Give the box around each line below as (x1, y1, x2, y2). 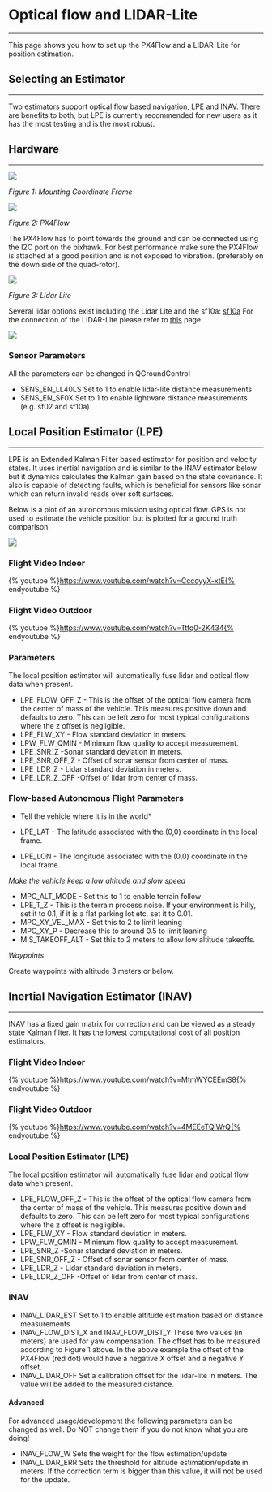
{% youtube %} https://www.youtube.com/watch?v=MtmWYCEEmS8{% (8, 1075, 247, 1084)
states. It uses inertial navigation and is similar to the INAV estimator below (8, 463, 257, 473)
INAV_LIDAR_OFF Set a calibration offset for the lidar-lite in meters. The (19, 1370, 257, 1380)
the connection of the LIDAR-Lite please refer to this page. (8, 314, 204, 324)
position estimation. (8, 49, 74, 58)
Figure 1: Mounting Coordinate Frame (8, 187, 133, 197)
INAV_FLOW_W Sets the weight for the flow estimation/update (19, 1449, 227, 1459)
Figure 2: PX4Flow (8, 218, 70, 227)
